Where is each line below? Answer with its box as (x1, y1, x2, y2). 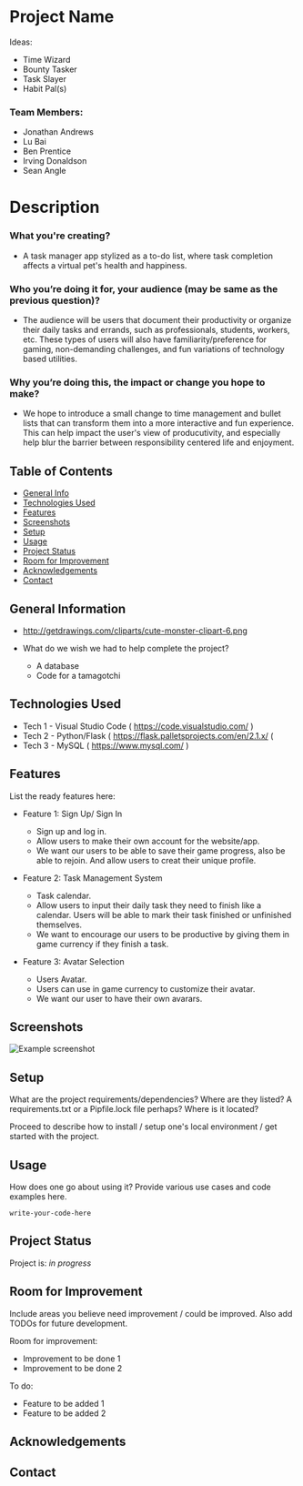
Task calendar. (35, 890, 92, 901)
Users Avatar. (35, 974, 87, 985)
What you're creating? (9, 229, 111, 242)
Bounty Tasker (22, 64, 77, 75)
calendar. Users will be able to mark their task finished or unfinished (35, 909, 292, 920)
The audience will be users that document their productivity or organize (22, 315, 292, 326)
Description (9, 197, 100, 217)
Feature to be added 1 (22, 1398, 105, 1409)
